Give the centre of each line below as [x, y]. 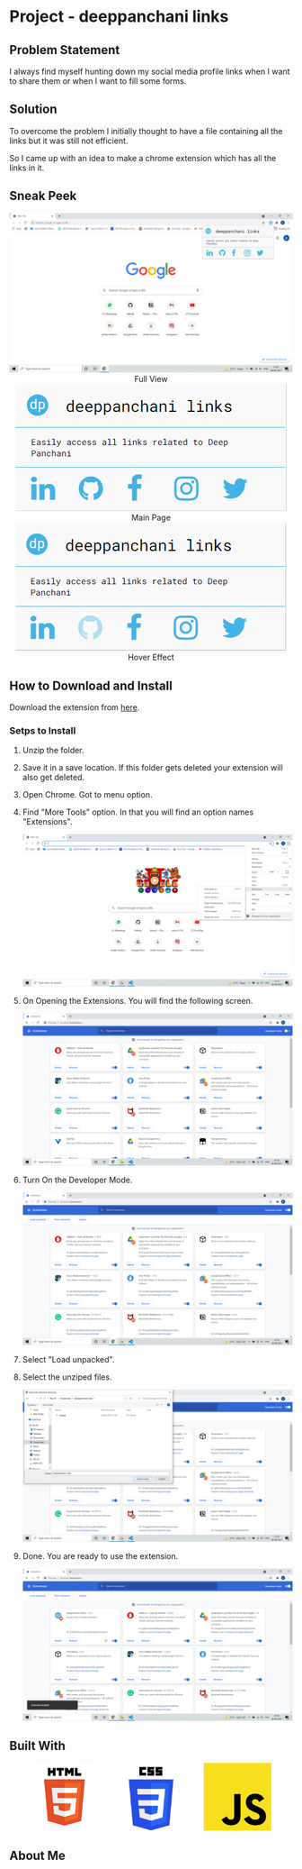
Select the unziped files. [67, 1377]
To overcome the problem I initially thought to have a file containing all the [146, 131]
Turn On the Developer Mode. [77, 1180]
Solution [33, 109]
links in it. [27, 168]
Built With [37, 1746]
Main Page [151, 518]
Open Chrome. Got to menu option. [87, 795]
